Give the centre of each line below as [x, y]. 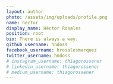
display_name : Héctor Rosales [44, 28]
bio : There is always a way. [42, 39]
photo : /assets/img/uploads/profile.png [57, 17]
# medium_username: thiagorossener [50, 72]
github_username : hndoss [37, 45]
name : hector [22, 22]
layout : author [25, 12]
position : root [25, 34]
